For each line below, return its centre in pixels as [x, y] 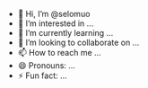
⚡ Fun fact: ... [42, 75]
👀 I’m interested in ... [56, 23]
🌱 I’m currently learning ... [65, 33]
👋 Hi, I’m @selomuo [54, 14]
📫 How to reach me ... [59, 53]
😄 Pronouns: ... [47, 66]
